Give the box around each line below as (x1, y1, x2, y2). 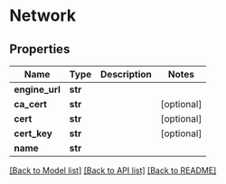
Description (100, 69, 152, 80)
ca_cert (14, 98, 48, 110)
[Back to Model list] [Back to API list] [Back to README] (9, 165, 217, 176)
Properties (9, 41, 71, 57)
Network (9, 5, 77, 26)
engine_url (14, 83, 61, 96)
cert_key (14, 127, 52, 140)
